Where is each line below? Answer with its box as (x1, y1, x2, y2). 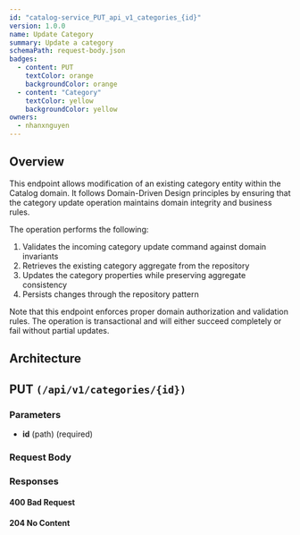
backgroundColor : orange (25, 80, 118, 89)
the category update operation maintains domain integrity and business (9, 197, 272, 208)
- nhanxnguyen (17, 122, 70, 131)
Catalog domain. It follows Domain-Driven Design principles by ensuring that (9, 187, 291, 198)
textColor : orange (25, 72, 94, 81)
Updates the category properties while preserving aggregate (21, 269, 246, 280)
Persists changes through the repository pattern (21, 288, 199, 300)
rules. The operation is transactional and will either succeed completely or (9, 315, 282, 327)
